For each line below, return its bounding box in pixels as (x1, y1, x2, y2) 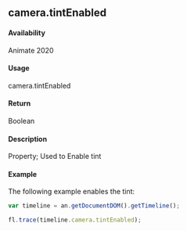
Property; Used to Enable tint (8, 152, 102, 161)
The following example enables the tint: (8, 187, 135, 197)
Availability (8, 27, 45, 38)
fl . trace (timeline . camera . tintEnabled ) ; (8, 216, 142, 224)
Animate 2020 (8, 45, 54, 55)
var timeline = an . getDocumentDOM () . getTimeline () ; (8, 202, 180, 210)
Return (8, 99, 31, 108)
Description (8, 134, 48, 143)
